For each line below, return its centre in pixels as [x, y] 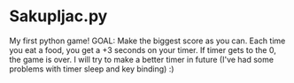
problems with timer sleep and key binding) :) [92, 69]
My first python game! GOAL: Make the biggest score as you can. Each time [147, 41]
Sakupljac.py [58, 16]
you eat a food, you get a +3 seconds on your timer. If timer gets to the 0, [143, 49]
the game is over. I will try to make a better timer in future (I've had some [142, 59]
